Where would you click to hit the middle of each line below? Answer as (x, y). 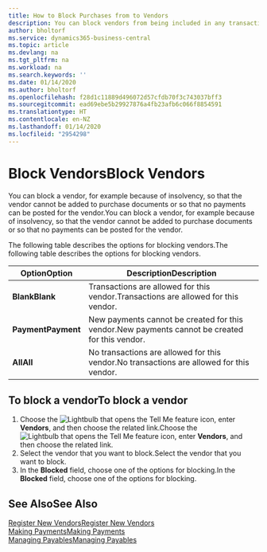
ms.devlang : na (33, 53)
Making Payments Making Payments (67, 531)
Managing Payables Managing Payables (73, 540)
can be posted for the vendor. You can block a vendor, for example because (132, 213)
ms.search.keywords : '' (48, 75)
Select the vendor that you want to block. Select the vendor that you (130, 453)
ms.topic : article (39, 45)
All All (23, 362)
